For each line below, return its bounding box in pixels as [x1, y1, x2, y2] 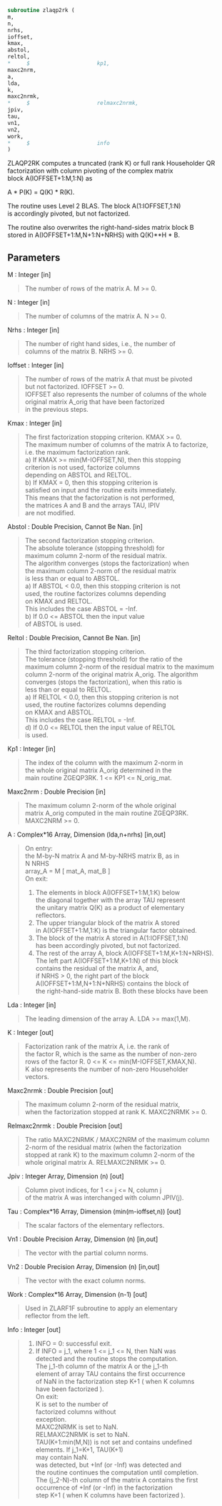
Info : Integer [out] [7, 1325, 61, 1334]
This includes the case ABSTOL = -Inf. [24, 605, 138, 613]
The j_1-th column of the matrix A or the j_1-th [35, 1362, 168, 1370]
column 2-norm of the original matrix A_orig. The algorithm [24, 670, 198, 679]
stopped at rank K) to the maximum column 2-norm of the [24, 1151, 195, 1159]
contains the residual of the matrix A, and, [35, 964, 159, 973]
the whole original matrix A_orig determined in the [24, 766, 172, 774]
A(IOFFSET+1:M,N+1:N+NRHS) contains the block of [35, 979, 189, 988]
